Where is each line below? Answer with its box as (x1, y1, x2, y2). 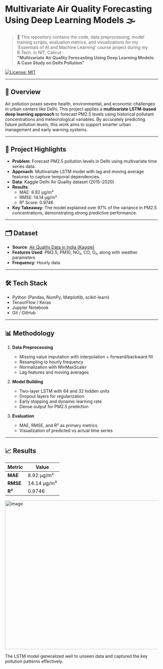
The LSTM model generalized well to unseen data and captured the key (5, 653, 148, 659)
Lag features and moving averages (19, 369, 89, 375)
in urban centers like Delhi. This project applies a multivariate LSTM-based (5, 106, 156, 112)
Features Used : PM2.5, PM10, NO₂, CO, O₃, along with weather (12, 249, 138, 256)
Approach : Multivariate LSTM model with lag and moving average (12, 169, 144, 174)
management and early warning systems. (5, 126, 88, 132)
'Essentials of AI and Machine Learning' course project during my (16, 44, 148, 50)
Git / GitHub (12, 310, 36, 316)
